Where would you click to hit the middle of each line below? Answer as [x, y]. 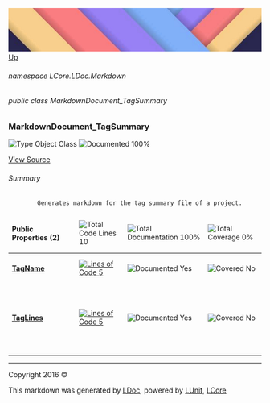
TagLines [27, 318]
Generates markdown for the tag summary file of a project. [140, 203]
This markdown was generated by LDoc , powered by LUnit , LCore [117, 390]
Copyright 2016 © [38, 374]
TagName [29, 268]
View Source [29, 160]
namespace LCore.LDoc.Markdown [67, 76]
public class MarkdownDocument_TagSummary [88, 101]
